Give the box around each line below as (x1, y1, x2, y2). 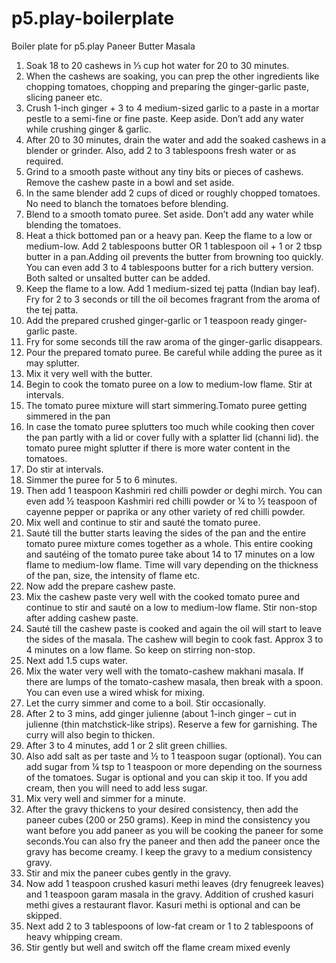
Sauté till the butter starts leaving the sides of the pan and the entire (25, 527, 307, 539)
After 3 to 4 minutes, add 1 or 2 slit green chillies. (25, 739, 228, 751)
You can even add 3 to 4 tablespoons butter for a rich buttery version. (25, 261, 314, 273)
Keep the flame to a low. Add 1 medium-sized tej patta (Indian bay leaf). (25, 282, 321, 294)
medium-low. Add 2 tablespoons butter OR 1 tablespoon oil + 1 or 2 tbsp (25, 240, 323, 252)
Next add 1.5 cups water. (25, 654, 128, 666)
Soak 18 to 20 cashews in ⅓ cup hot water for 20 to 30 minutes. (25, 59, 290, 71)
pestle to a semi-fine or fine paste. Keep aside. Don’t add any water (25, 112, 305, 124)
